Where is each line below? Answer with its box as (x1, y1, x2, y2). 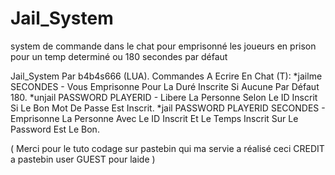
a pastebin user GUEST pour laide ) (10, 153, 156, 165)
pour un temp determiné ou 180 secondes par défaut (10, 50, 228, 62)
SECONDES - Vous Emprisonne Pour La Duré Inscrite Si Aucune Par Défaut (10, 80, 320, 92)
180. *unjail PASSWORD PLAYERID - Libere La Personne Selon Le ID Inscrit (10, 91, 318, 103)
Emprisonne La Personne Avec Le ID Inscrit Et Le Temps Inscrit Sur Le (10, 112, 299, 124)
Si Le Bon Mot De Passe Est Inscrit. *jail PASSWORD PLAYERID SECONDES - (10, 102, 326, 114)
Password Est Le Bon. (10, 123, 100, 135)
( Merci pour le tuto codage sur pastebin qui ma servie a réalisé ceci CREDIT (10, 142, 325, 154)
